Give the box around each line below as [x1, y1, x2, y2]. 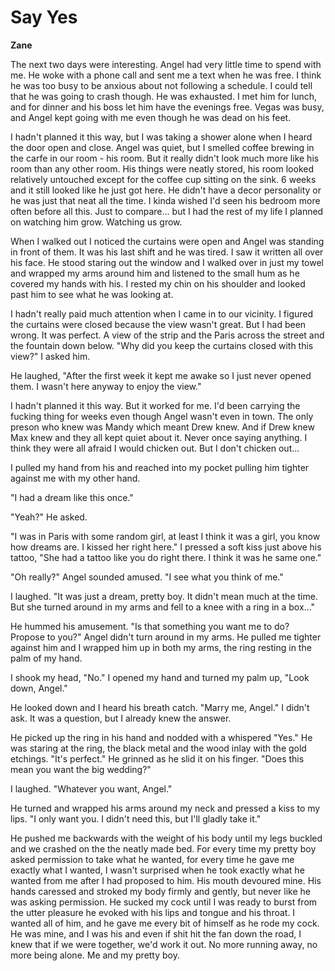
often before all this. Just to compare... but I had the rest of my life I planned [10, 205, 324, 217]
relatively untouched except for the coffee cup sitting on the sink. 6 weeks [10, 173, 317, 185]
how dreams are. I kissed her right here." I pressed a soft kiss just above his [10, 541, 322, 553]
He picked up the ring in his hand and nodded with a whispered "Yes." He [10, 731, 313, 743]
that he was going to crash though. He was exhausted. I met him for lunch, [10, 90, 318, 102]
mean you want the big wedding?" [10, 763, 152, 775]
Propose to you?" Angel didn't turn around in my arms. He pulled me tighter [10, 631, 322, 643]
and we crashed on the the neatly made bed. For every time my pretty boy [10, 842, 317, 855]
